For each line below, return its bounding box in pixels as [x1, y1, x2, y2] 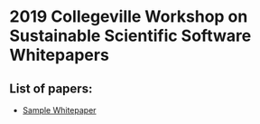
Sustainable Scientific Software [9, 25, 252, 46]
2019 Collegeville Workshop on [9, 6, 248, 27]
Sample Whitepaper [22, 105, 97, 115]
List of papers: [9, 81, 93, 96]
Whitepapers [9, 45, 110, 65]
